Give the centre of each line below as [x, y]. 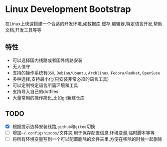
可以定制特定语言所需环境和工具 [45, 85]
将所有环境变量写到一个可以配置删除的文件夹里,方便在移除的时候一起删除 [87, 139]
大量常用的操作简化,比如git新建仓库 [48, 97]
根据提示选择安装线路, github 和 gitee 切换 [54, 126]
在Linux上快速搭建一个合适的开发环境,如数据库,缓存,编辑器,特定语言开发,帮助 [84, 23]
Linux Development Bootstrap [68, 9]
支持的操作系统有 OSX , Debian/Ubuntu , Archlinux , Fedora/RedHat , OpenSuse [86, 72]
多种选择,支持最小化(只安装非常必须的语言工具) [61, 79]
